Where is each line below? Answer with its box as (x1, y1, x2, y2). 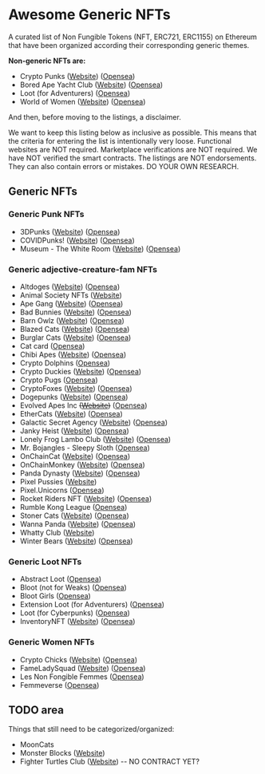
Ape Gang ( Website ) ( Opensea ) (19, 298, 124, 308)
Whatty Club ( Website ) (19, 527, 95, 537)
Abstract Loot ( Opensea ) (19, 575, 102, 584)
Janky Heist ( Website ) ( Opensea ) (19, 425, 129, 436)
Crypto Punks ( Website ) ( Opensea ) (19, 71, 136, 81)
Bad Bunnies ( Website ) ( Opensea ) (19, 307, 132, 317)
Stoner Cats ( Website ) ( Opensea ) (19, 511, 129, 520)
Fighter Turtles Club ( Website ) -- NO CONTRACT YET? (19, 756, 200, 767)
